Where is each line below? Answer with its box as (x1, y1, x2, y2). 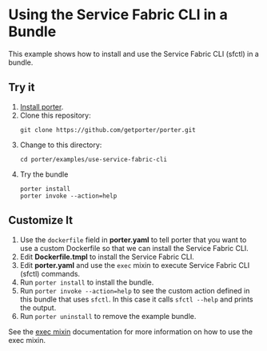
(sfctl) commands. (19, 269, 81, 278)
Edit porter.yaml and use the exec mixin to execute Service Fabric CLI (19, 260, 250, 269)
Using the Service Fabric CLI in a (8, 6, 228, 24)
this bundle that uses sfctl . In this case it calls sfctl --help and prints (19, 294, 253, 304)
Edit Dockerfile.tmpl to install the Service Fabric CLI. (19, 252, 194, 261)
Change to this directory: (19, 140, 102, 150)
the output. (19, 302, 57, 313)
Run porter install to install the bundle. (19, 277, 154, 287)
